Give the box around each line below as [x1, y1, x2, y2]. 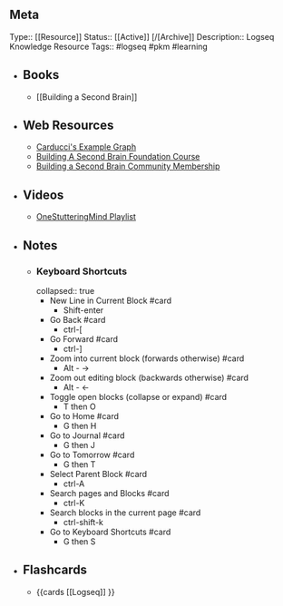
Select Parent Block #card [49, 468, 148, 479]
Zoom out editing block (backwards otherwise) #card [49, 372, 249, 383]
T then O [63, 401, 97, 412]
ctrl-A [63, 478, 85, 489]
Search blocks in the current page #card [49, 507, 201, 518]
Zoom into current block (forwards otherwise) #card [49, 353, 245, 364]
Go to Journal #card [49, 430, 125, 441]
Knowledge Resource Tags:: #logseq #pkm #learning [9, 41, 209, 52]
